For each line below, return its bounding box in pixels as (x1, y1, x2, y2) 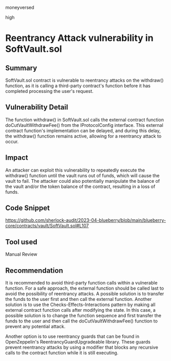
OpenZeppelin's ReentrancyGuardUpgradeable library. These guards (5, 339, 151, 345)
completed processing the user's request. (5, 88, 94, 94)
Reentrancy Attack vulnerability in (5, 32, 154, 44)
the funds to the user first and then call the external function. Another (5, 296, 152, 302)
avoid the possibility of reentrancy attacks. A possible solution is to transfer (5, 291, 164, 297)
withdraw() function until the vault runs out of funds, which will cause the (5, 172, 160, 179)
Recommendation (5, 266, 63, 275)
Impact (5, 154, 28, 162)
